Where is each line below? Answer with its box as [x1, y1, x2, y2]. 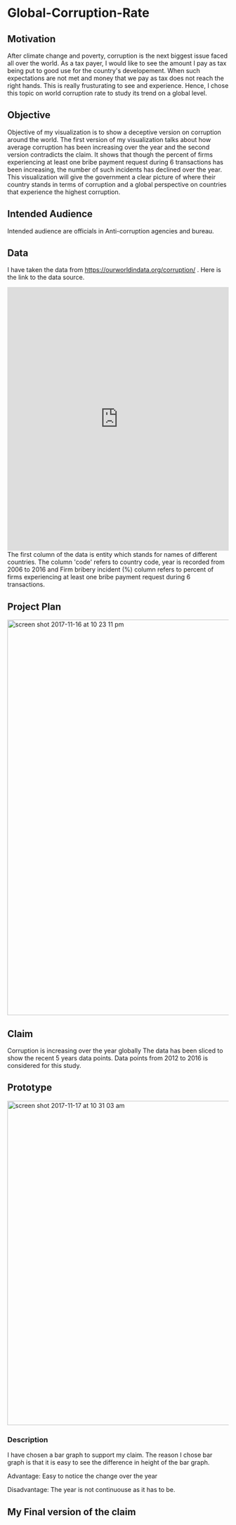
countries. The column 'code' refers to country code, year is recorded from [7, 558, 225, 567]
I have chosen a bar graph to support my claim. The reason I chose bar [7, 1450, 213, 1460]
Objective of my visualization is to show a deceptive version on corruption [7, 128, 221, 136]
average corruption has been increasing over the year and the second [7, 143, 210, 151]
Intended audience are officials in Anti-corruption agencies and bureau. [7, 226, 214, 235]
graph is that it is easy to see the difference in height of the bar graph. [7, 1458, 210, 1467]
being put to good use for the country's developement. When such [7, 67, 200, 75]
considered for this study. [7, 1062, 82, 1070]
